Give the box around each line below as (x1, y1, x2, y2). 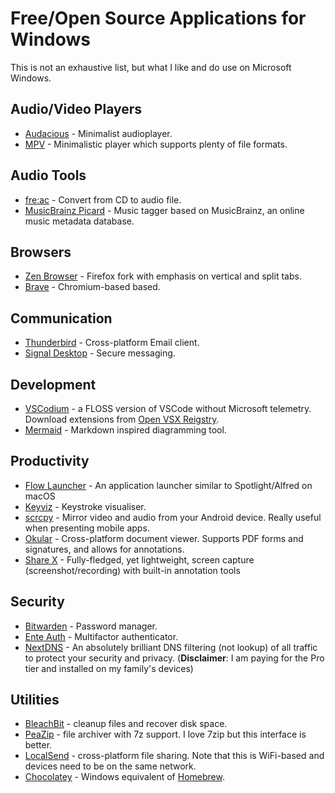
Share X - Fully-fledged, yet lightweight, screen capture (24, 553, 255, 566)
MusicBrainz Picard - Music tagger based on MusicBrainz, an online (24, 204, 305, 216)
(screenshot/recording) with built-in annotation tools (24, 564, 241, 576)
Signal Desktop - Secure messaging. (24, 347, 176, 359)
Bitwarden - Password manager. (24, 620, 158, 632)
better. (24, 739, 53, 751)
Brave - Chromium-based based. (24, 281, 161, 293)
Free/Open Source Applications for (10, 7, 307, 30)
